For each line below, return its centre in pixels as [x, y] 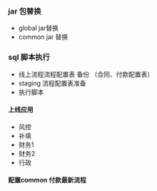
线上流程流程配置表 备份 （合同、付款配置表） [86, 74]
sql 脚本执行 [29, 57]
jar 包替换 [25, 11]
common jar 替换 [43, 37]
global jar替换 [39, 28]
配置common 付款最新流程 [47, 180]
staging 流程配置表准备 [52, 83]
